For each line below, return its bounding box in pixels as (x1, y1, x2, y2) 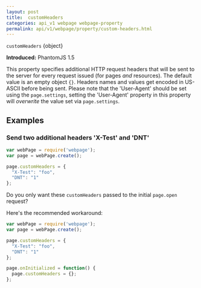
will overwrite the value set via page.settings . (6, 98, 120, 105)
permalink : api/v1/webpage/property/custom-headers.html (6, 25, 153, 32)
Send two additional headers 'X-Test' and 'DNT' (6, 133, 150, 142)
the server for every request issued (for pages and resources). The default (6, 72, 192, 79)
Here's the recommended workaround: (6, 210, 103, 217)
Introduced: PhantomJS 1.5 (6, 54, 75, 61)
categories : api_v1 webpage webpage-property (6, 20, 123, 26)
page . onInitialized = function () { (6, 265, 96, 272)
